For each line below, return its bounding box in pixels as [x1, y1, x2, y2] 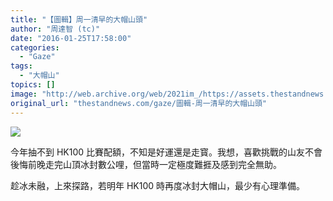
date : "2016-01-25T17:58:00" [10, 33, 132, 43]
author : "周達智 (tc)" [10, 24, 101, 34]
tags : [10, 61, 33, 71]
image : [10, 89, 38, 99]
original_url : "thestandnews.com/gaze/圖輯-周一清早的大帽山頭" [10, 98, 268, 108]
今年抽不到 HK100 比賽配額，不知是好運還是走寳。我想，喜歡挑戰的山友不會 [10, 146, 323, 158]
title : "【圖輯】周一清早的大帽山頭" [10, 14, 148, 25]
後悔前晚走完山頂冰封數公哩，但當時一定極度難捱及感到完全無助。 [10, 158, 282, 170]
